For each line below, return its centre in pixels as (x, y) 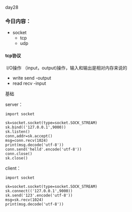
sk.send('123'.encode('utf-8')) (39, 195)
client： (13, 168)
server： (14, 104)
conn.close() (19, 153)
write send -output (32, 78)
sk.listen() (18, 131)
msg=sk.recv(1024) (24, 200)
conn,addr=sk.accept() (29, 136)
